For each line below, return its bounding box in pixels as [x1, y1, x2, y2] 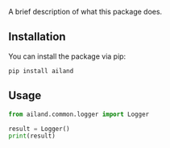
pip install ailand [8, 67, 74, 75]
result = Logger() [8, 125, 70, 133]
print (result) [8, 132, 56, 140]
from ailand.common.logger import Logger [8, 110, 150, 118]
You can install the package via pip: [8, 51, 126, 61]
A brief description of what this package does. [8, 7, 163, 16]
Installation [8, 30, 66, 43]
